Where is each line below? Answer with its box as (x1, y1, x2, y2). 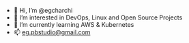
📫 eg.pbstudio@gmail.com (13, 28, 91, 36)
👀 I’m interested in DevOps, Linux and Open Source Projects (13, 13, 183, 21)
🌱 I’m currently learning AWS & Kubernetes (13, 21, 134, 28)
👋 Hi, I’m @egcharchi (13, 7, 73, 14)
